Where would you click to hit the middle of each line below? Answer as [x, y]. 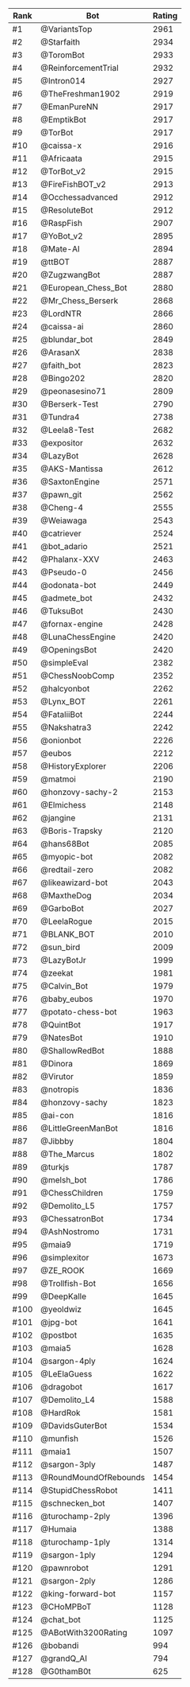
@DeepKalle [64, 1296]
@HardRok [61, 1413]
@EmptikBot [64, 120]
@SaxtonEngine [70, 482]
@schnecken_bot [73, 1503]
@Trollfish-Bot [68, 1283]
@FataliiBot [62, 714]
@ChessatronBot [72, 1219]
